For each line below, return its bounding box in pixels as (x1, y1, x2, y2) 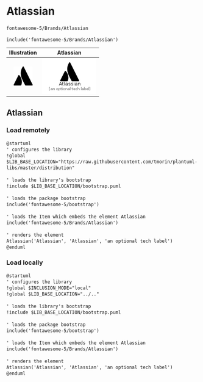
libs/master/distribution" (6, 165, 75, 171)
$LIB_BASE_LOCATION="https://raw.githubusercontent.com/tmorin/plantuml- (6, 159, 198, 165)
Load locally (6, 258, 43, 267)
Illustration (9, 49, 38, 56)
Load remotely (6, 126, 51, 134)
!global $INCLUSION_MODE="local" (6, 285, 91, 291)
